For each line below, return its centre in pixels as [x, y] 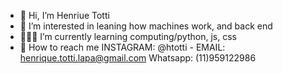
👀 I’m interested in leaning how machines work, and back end [146, 26]
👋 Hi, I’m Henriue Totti [64, 15]
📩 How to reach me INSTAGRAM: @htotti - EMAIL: [122, 47]
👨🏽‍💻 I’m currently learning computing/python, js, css [128, 36]
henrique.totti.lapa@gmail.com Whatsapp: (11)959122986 [138, 58]
